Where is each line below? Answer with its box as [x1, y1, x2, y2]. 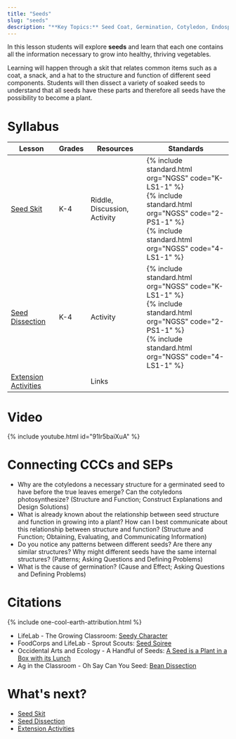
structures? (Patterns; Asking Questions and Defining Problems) [17, 555, 203, 564]
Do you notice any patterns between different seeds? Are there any [17, 540, 213, 549]
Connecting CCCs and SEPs [7, 457, 173, 473]
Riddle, [90, 195, 114, 205]
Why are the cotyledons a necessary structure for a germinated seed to [17, 480, 225, 489]
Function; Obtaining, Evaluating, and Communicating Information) [17, 533, 207, 541]
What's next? [7, 686, 87, 702]
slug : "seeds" [7, 17, 49, 24]
